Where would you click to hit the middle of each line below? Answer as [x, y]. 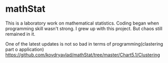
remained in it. [20, 34]
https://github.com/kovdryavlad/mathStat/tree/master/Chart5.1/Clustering [83, 55]
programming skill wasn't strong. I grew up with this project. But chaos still [84, 28]
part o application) [25, 49]
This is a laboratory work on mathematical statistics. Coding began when [82, 23]
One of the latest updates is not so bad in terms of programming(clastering [84, 44]
